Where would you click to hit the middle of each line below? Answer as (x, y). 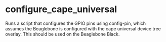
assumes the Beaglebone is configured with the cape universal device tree (83, 28)
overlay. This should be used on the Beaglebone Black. (63, 34)
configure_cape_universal (61, 9)
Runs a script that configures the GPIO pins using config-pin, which (75, 23)
